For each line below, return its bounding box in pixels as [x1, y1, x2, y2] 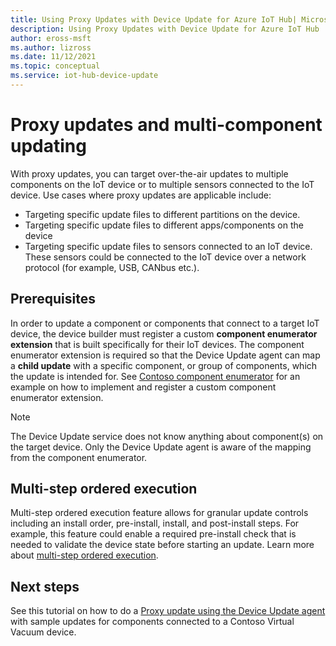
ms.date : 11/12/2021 [10, 52, 97, 62]
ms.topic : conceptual [10, 61, 101, 71]
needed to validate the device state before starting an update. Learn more [10, 539, 315, 551]
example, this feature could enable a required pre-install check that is [10, 528, 297, 540]
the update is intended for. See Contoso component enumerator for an [10, 370, 301, 382]
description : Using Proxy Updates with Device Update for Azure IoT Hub [10, 24, 320, 34]
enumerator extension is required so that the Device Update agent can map [10, 349, 321, 361]
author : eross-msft [10, 33, 92, 43]
